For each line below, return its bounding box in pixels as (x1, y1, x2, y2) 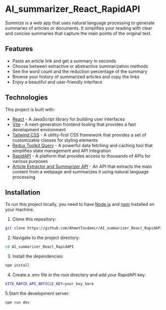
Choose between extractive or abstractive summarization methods (12, 63, 148, 69)
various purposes (12, 158, 48, 164)
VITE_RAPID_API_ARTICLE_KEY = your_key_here (5, 281, 94, 286)
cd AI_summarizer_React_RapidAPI (5, 244, 74, 250)
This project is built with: (5, 106, 55, 112)
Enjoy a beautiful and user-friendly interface (12, 79, 102, 85)
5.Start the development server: (5, 290, 70, 296)
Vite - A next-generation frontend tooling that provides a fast (12, 121, 136, 127)
